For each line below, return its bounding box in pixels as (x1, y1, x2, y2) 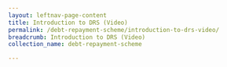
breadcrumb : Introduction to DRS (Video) (8, 33, 146, 41)
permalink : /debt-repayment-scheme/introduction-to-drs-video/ (8, 26, 220, 33)
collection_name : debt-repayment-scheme (8, 41, 143, 48)
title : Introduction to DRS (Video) (8, 19, 128, 26)
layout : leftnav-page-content (8, 11, 108, 19)
